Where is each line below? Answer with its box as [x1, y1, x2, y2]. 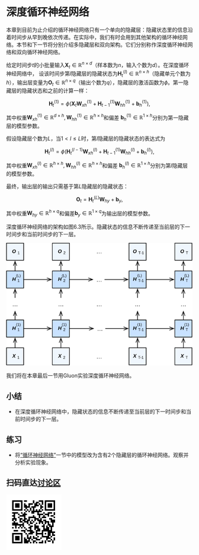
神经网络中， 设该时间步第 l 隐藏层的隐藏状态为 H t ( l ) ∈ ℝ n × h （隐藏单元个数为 [6, 69, 191, 78]
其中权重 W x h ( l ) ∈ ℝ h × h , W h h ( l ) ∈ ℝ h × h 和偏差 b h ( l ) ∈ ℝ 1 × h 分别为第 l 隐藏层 [6, 161, 188, 170]
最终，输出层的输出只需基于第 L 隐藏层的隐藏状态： [6, 183, 129, 190]
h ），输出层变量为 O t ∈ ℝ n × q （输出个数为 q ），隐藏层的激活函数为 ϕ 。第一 [6, 78, 184, 87]
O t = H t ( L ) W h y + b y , [76, 195, 123, 204]
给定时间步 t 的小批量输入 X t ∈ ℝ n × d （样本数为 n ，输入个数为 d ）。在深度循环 [6, 60, 190, 70]
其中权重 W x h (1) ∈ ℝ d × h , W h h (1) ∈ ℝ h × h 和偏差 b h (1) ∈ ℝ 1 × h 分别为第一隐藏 [6, 113, 189, 122]
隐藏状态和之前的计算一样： [21, 87, 89, 94]
